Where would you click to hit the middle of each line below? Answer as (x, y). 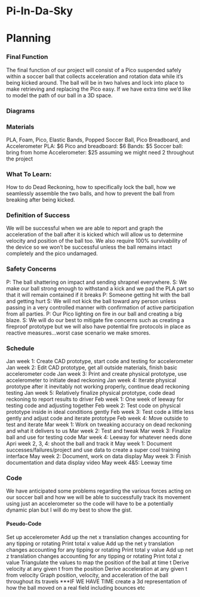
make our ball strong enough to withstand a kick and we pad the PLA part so (100, 288)
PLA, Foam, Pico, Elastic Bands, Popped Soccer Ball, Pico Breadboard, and (98, 140)
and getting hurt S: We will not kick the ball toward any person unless (91, 301)
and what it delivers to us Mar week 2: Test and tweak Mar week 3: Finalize (99, 431)
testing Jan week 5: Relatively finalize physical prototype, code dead (90, 393)
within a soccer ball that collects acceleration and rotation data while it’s (95, 76)
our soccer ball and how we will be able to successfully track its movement (99, 497)
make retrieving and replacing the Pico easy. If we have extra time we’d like (99, 89)
